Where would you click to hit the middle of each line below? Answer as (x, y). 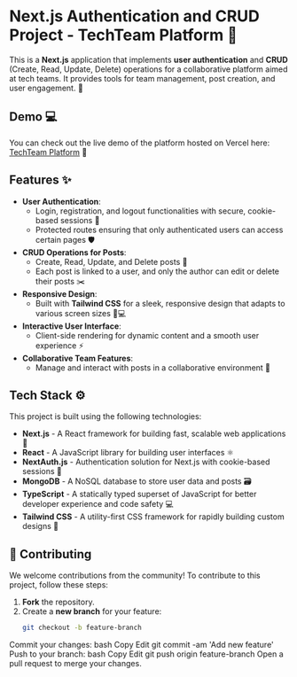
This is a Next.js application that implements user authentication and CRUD (148, 59)
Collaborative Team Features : (78, 358)
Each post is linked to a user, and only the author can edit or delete (157, 271)
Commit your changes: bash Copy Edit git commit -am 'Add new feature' (142, 645)
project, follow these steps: (59, 585)
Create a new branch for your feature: (92, 611)
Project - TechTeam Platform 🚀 (123, 35)
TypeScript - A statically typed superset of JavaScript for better (139, 494)
